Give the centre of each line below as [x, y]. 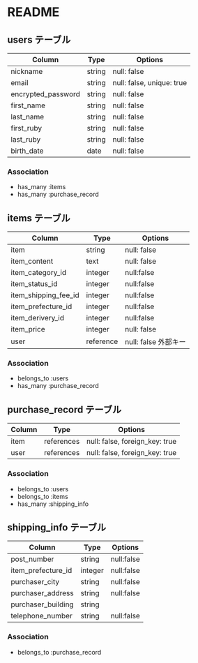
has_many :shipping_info [53, 504]
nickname [27, 72]
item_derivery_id [38, 318]
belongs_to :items [43, 496]
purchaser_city [35, 582]
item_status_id [34, 284]
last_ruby [26, 139]
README [33, 12]
